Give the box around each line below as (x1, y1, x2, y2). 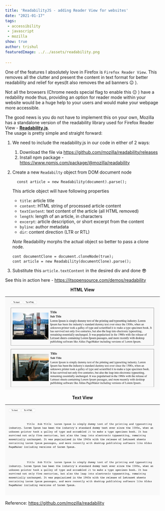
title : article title (19, 197, 55, 203)
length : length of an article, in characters (19, 213, 103, 219)
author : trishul (5, 44, 38, 49)
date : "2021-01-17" (5, 13, 45, 18)
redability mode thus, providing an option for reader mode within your (5, 94, 146, 100)
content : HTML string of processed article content (19, 203, 121, 209)
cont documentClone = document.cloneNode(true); (12, 254, 114, 259)
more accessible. (5, 105, 40, 110)
